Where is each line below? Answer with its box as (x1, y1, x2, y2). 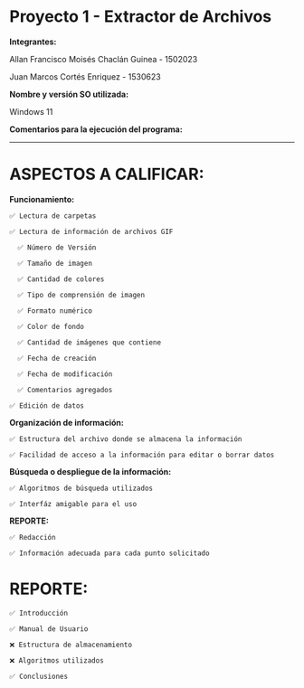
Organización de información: (9, 417, 124, 428)
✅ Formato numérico (17, 306, 93, 316)
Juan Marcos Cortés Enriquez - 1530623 (9, 71, 161, 82)
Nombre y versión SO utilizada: (9, 89, 129, 99)
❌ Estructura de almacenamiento (9, 640, 133, 649)
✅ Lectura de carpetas (9, 211, 97, 221)
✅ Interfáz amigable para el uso (9, 499, 138, 508)
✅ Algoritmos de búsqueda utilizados (9, 484, 154, 493)
